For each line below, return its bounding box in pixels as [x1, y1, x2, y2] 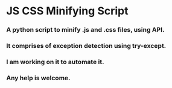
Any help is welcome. [6, 74, 71, 82]
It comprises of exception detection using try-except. [6, 42, 167, 50]
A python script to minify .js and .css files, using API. [6, 26, 165, 34]
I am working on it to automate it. [6, 57, 104, 66]
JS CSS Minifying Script [6, 4, 129, 18]
